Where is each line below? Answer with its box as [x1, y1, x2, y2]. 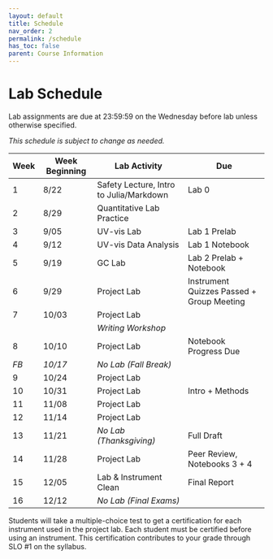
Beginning [45, 165, 87, 176]
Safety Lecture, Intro [97, 179, 175, 190]
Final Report [188, 476, 234, 487]
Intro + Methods [188, 385, 249, 396]
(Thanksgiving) [97, 435, 156, 446]
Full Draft [188, 430, 223, 441]
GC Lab [97, 257, 126, 268]
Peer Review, [188, 448, 238, 459]
